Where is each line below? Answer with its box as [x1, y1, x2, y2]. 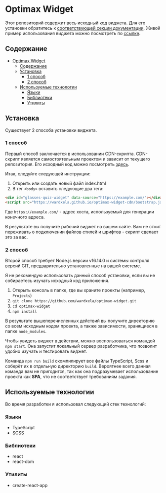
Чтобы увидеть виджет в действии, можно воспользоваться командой [5, 337, 156, 344]
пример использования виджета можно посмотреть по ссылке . [5, 30, 141, 36]
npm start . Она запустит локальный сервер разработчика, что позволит [5, 343, 157, 349]
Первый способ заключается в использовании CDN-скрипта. [5, 151, 135, 157]
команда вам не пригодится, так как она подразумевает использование [5, 368, 159, 374]
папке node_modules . [5, 328, 47, 334]
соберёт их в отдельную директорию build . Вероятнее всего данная [5, 363, 151, 369]
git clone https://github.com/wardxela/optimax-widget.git [12, 298, 137, 303]
